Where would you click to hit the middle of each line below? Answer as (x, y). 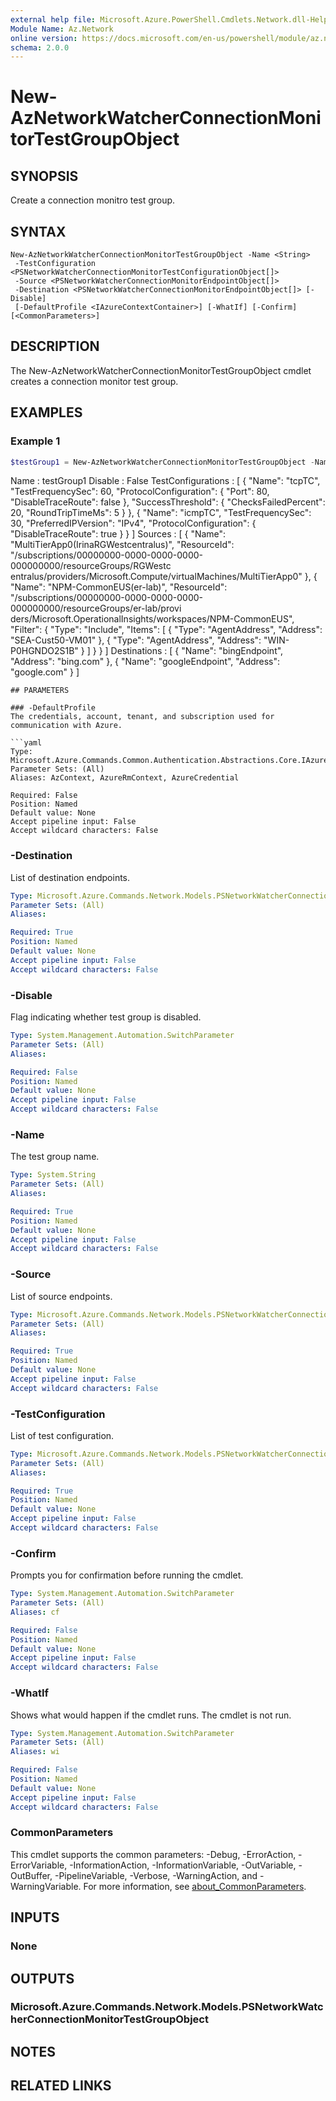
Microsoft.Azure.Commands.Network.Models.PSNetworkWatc (167, 2007)
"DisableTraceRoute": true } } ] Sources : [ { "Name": (118, 534)
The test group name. (55, 1157)
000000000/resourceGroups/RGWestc (91, 566)
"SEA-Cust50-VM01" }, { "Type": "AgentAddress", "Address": (136, 640)
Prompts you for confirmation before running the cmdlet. (127, 1575)
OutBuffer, (31, 1875)
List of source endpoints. (61, 1296)
